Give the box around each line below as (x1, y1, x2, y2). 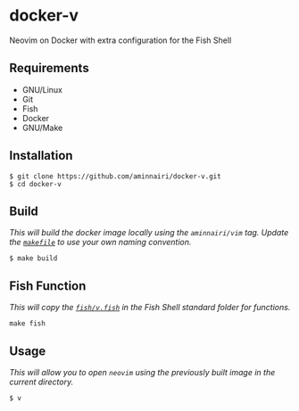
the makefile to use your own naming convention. (9, 237, 192, 248)
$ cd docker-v (9, 179, 62, 188)
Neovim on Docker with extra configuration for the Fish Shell (9, 35, 232, 45)
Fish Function (9, 278, 87, 293)
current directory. (9, 376, 74, 387)
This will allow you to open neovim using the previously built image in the (9, 367, 276, 377)
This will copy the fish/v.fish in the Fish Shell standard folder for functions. (9, 302, 291, 313)
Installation (9, 148, 73, 163)
